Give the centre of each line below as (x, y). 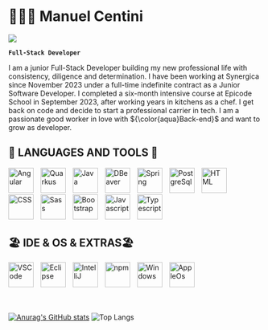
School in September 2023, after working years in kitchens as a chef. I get (131, 102)
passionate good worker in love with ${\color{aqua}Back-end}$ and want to (134, 119)
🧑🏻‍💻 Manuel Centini (76, 16)
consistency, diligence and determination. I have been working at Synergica (134, 76)
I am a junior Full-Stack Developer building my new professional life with (128, 67)
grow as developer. (40, 127)
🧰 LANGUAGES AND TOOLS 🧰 (83, 153)
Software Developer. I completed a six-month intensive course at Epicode (130, 93)
